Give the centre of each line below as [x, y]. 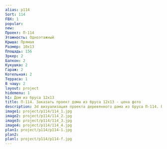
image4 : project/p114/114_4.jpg [39, 125]
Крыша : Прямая [20, 42]
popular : [14, 24]
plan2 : [12, 135]
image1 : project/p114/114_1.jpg [39, 112]
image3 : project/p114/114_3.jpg [39, 120]
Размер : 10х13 [20, 47]
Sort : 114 [15, 14]
